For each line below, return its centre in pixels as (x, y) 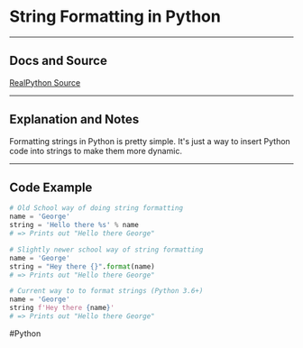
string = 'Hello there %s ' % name (74, 225)
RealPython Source (45, 82)
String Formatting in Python (115, 17)
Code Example (51, 187)
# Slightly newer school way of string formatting (106, 250)
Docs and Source (59, 61)
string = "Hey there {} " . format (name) (82, 266)
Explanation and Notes (74, 119)
